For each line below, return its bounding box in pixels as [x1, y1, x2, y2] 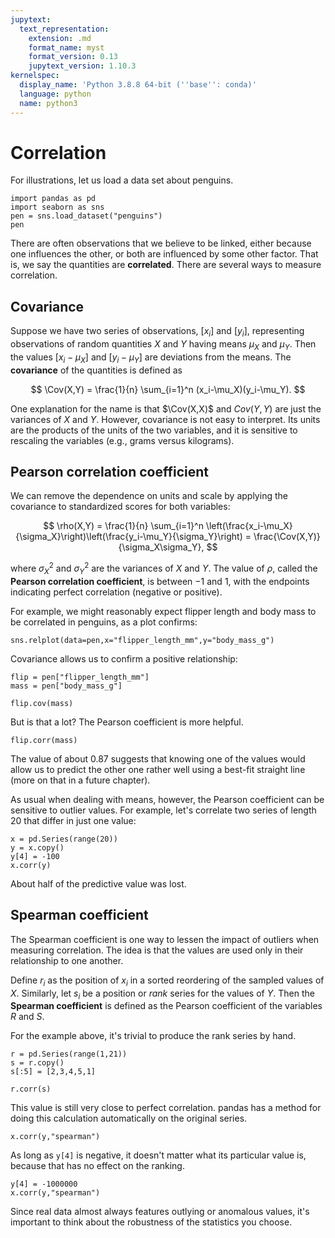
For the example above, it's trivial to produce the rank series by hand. [10, 1030, 297, 1042]
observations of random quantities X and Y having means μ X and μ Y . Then [10, 338, 317, 352]
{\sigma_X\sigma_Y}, [118, 541, 205, 553]
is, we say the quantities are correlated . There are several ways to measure [10, 259, 322, 271]
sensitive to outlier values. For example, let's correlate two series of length [10, 804, 317, 816]
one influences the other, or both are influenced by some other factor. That [10, 248, 319, 260]
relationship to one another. [10, 954, 124, 966]
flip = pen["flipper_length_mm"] [10, 672, 150, 682]
